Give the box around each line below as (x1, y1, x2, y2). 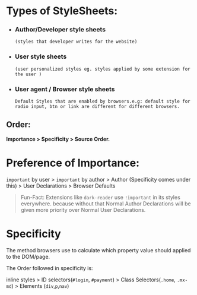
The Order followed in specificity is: (6, 264, 93, 271)
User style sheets (14, 52, 67, 61)
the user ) (14, 71, 42, 77)
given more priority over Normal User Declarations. (20, 206, 146, 213)
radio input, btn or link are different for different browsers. (14, 104, 180, 110)
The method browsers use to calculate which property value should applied (6, 246, 191, 253)
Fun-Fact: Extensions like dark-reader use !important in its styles (20, 194, 181, 201)
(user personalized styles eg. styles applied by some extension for (14, 66, 191, 72)
